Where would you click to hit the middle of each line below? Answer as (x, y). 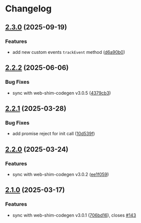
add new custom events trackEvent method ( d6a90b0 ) (69, 52)
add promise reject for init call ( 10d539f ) (54, 134)
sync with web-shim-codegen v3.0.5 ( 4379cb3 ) (62, 93)
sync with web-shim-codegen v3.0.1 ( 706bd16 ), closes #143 (74, 215)
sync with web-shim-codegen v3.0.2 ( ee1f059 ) (61, 174)
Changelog (28, 9)
